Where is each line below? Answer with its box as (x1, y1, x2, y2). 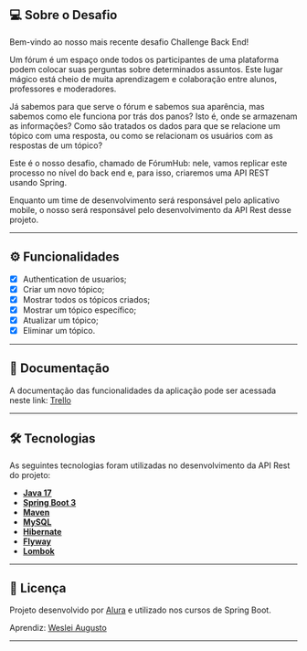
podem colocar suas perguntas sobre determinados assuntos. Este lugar (9, 63, 283, 75)
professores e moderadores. (9, 83, 117, 94)
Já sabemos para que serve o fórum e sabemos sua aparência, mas (9, 101, 265, 112)
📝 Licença (9, 581, 67, 596)
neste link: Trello (9, 394, 71, 405)
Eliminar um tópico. (22, 325, 96, 336)
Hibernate (22, 526, 62, 537)
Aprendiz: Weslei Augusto (9, 623, 107, 634)
